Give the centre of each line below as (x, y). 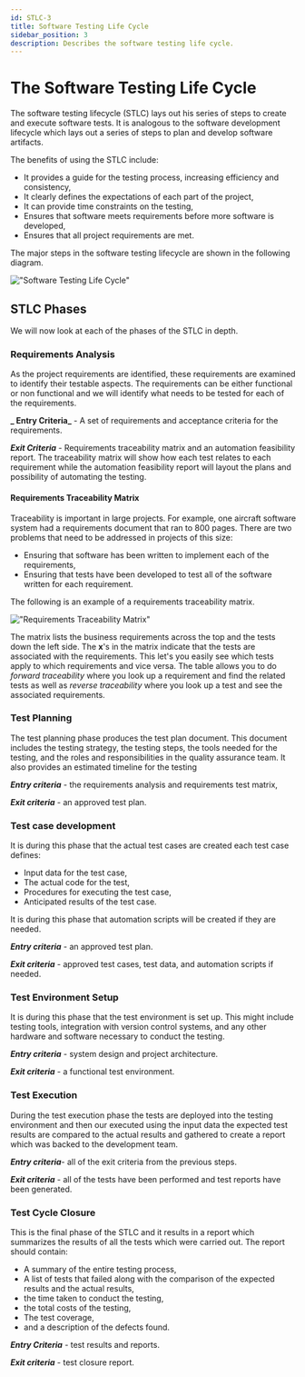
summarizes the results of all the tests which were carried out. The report (148, 1242)
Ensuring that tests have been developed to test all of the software (148, 574)
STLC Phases (49, 309)
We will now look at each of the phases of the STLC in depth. (124, 331)
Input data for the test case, (75, 873)
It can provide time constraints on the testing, (108, 206)
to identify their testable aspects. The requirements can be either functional (152, 384)
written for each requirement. (79, 584)
